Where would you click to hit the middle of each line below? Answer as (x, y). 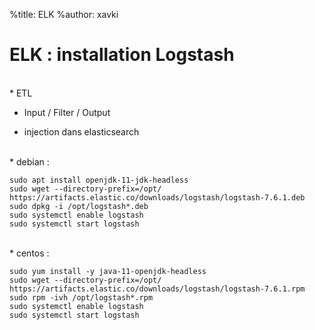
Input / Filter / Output (67, 112)
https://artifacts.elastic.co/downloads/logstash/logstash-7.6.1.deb (157, 197)
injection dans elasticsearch (81, 131)
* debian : (29, 161)
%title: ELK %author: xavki (64, 14)
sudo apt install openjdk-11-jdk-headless (99, 180)
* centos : (29, 253)
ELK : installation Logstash (122, 55)
